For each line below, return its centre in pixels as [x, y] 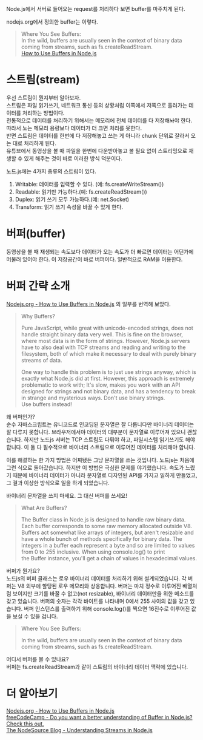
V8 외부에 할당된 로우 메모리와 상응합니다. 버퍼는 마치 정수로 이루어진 [99, 586]
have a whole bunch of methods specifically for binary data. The [102, 538]
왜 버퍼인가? [21, 416]
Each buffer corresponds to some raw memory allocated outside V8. [107, 526]
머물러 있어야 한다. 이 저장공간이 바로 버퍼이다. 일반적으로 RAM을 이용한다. [95, 259]
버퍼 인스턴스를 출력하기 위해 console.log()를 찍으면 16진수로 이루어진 [107, 608]
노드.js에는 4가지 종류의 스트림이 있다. [51, 171]
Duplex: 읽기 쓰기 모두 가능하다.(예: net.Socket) [72, 199]
